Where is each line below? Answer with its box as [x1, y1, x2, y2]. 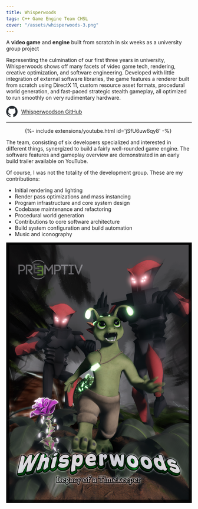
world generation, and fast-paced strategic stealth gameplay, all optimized [6, 88, 187, 95]
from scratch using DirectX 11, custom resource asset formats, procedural [6, 81, 185, 89]
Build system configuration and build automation [14, 224, 133, 231]
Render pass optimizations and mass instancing [14, 193, 131, 200]
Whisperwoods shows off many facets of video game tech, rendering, [6, 63, 176, 70]
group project [6, 45, 39, 53]
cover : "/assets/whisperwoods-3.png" [6, 22, 99, 28]
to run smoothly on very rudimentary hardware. [6, 94, 121, 102]
